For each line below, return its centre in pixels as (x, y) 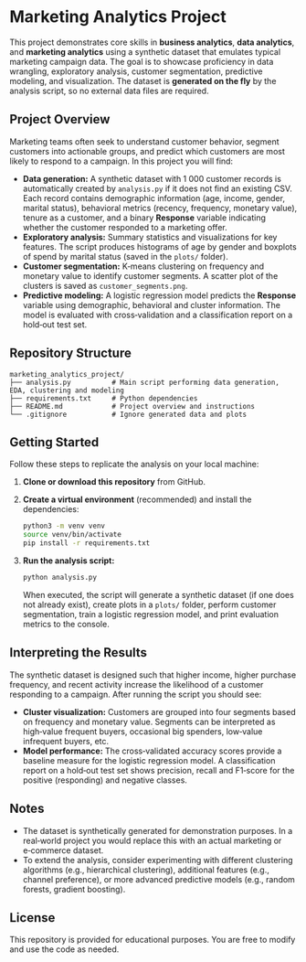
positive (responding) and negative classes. (105, 780)
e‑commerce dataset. (63, 850)
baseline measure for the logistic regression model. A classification (149, 760)
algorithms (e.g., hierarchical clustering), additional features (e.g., (146, 870)
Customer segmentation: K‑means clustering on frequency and (143, 266)
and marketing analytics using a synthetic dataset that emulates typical (145, 51)
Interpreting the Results (79, 652)
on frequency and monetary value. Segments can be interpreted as (149, 721)
